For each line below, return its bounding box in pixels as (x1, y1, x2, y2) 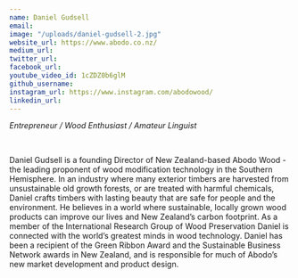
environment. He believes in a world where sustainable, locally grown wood (9, 202, 287, 213)
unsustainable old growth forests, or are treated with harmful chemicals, (9, 184, 275, 194)
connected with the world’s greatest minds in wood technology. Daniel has (9, 231, 283, 241)
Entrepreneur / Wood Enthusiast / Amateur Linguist (9, 120, 197, 131)
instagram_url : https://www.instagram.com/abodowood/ (9, 87, 214, 96)
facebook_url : (9, 63, 62, 72)
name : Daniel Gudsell (9, 12, 90, 22)
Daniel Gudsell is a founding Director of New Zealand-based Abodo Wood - (9, 155, 287, 166)
